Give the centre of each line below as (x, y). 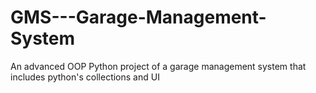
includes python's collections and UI (85, 77)
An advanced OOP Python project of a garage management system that (158, 66)
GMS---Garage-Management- (138, 17)
